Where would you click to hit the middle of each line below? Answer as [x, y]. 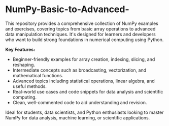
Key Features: [20, 49]
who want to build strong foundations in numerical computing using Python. [84, 40]
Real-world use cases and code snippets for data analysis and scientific [88, 91]
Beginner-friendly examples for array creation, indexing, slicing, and [84, 59]
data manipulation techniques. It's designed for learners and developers [80, 34]
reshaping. [24, 65]
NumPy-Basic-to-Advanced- [67, 9]
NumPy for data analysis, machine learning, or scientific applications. [78, 117]
